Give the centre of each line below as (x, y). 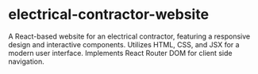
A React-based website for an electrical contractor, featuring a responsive (129, 36)
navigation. (27, 61)
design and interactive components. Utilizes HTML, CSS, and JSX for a (124, 44)
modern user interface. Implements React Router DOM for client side (120, 53)
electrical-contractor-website (108, 15)
